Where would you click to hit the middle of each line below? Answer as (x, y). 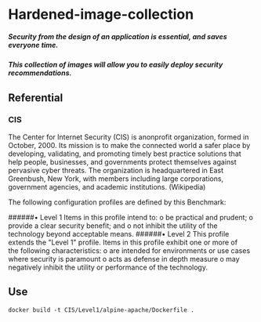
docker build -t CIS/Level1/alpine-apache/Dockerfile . (101, 310)
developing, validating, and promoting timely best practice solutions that (125, 154)
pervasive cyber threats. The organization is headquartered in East (116, 170)
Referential (36, 98)
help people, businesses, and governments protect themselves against (122, 161)
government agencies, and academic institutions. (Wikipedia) (107, 186)
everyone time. (33, 45)
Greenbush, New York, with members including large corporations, (116, 179)
